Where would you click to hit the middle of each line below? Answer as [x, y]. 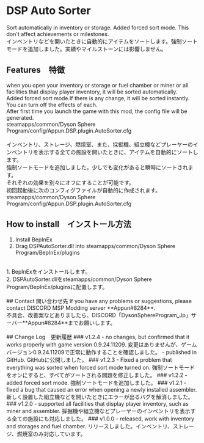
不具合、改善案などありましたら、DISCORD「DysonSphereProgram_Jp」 [99, 315]
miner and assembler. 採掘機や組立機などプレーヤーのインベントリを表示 [98, 411]
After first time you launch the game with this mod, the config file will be [97, 111]
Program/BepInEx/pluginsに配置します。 [57, 287]
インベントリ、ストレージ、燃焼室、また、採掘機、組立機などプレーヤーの [100, 144]
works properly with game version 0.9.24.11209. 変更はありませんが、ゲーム [102, 344]
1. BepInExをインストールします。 [48, 271]
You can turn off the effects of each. [52, 104]
